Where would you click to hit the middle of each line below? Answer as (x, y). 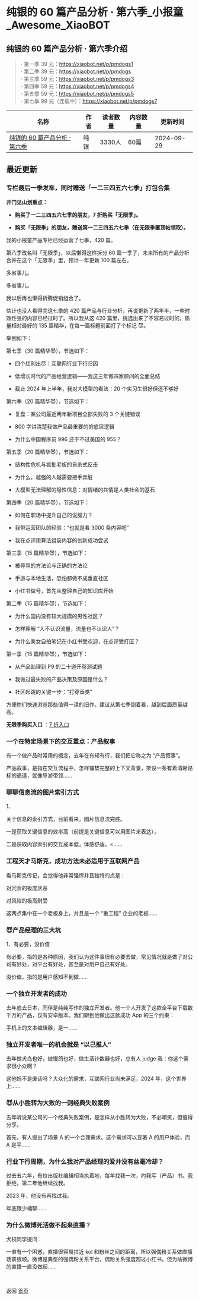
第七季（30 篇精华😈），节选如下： (48, 351)
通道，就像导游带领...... (44, 775)
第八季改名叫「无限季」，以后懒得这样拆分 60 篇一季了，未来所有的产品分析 (98, 253)
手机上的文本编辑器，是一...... (42, 1028)
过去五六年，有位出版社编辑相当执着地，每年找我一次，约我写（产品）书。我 (99, 1176)
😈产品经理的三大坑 (33, 930)
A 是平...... (18, 1144)
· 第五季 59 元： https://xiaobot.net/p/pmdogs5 (77, 94)
